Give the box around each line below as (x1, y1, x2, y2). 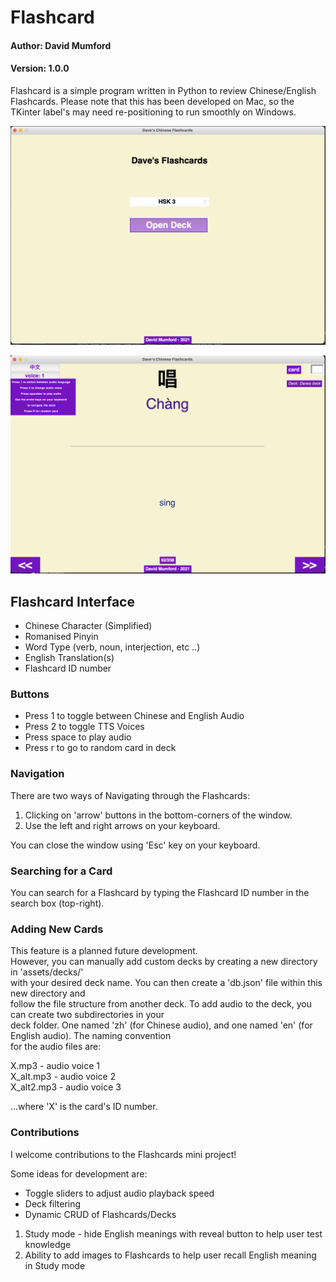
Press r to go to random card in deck (24, 742, 177, 754)
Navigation (10, 767, 65, 781)
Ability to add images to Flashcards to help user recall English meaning (24, 1249, 317, 1261)
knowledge (24, 1238, 72, 1250)
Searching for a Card (10, 864, 113, 878)
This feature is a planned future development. (10, 945, 198, 957)
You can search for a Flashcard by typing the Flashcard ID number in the (10, 887, 310, 899)
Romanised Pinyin (24, 631, 99, 643)
